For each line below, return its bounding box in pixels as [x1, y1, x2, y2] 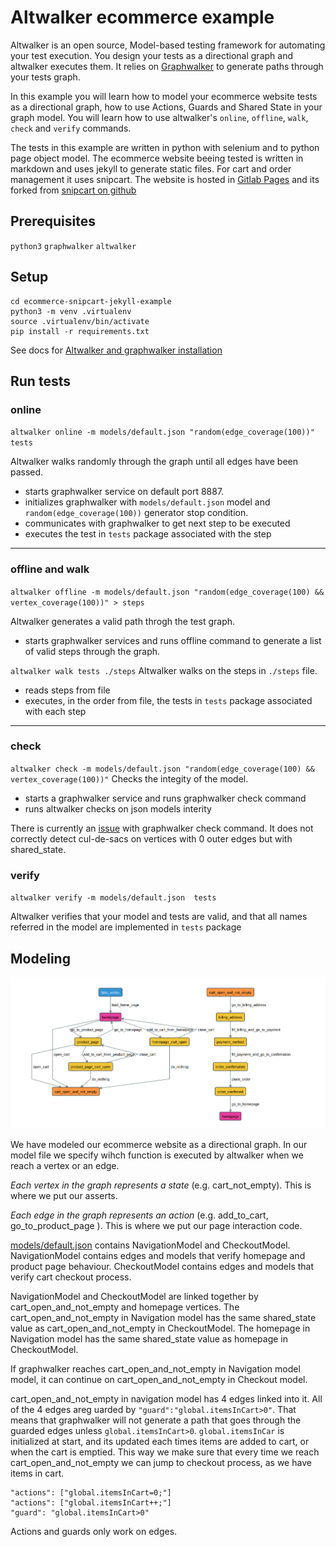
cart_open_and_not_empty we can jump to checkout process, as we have [10, 1457, 312, 1469]
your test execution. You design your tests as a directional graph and [10, 49, 293, 61]
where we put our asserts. [10, 1190, 118, 1202]
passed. [10, 466, 44, 478]
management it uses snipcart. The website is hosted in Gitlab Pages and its [10, 173, 320, 185]
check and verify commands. [10, 122, 132, 134]
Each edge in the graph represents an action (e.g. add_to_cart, [10, 1209, 269, 1221]
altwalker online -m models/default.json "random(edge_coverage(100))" [10, 427, 315, 438]
